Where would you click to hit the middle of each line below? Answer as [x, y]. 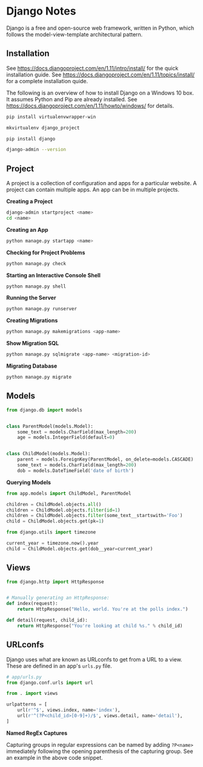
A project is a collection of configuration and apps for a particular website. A [101, 183]
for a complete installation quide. [47, 81]
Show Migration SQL [33, 343]
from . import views [32, 694]
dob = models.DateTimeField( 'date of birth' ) [76, 471]
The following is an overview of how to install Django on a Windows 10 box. [100, 93]
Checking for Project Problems [46, 252]
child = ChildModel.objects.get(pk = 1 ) [55, 521]
